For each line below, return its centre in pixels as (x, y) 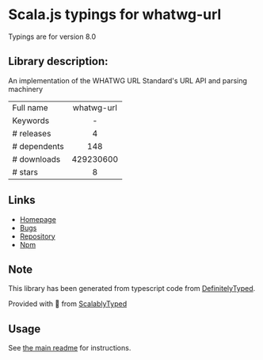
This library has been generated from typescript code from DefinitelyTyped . (132, 289)
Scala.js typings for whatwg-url (115, 15)
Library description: (58, 61)
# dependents (38, 146)
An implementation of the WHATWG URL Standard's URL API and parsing (128, 80)
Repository (37, 236)
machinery (26, 89)
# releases (32, 133)
